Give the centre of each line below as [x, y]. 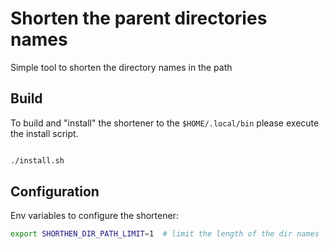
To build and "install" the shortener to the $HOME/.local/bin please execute [165, 123]
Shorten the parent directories [139, 18]
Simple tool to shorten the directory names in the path [121, 67]
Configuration [55, 192]
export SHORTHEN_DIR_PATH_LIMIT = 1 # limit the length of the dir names [165, 234]
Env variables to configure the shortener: [94, 216]
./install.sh [37, 160]
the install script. [44, 133]
